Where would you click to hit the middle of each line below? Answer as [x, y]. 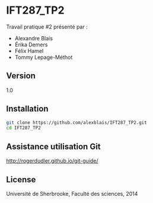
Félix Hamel [29, 50]
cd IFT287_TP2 [24, 128]
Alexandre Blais [34, 38]
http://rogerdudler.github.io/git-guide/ [52, 161]
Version [21, 76]
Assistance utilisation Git [53, 146]
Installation [27, 109]
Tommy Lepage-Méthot [44, 57]
